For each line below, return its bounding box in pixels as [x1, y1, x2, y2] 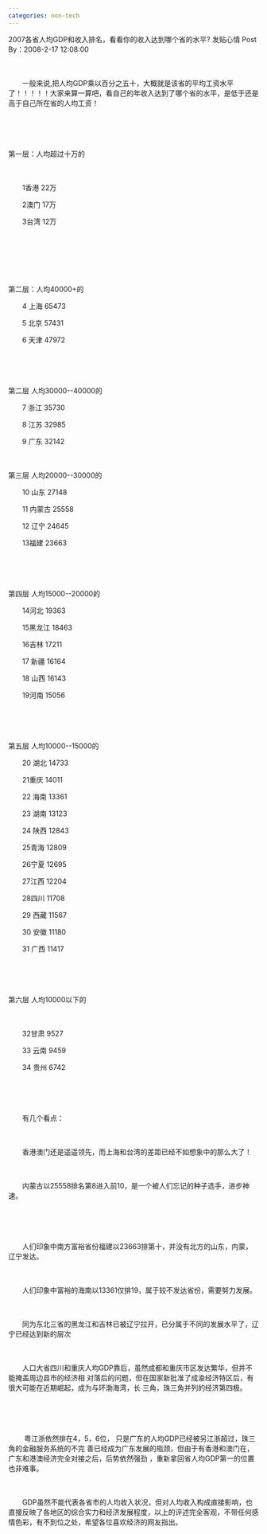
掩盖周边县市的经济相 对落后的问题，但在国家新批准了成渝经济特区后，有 [14, 1372, 254, 1382]
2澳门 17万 [21, 200, 57, 209]
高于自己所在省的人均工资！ [8, 98, 99, 107]
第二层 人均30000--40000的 [8, 385, 103, 395]
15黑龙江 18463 [21, 623, 73, 632]
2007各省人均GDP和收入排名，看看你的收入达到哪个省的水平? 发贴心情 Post [8, 34, 257, 44]
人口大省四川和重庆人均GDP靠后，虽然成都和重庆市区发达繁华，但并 [21, 1363, 246, 1372]
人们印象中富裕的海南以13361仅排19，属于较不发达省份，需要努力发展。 [21, 1285, 257, 1294]
